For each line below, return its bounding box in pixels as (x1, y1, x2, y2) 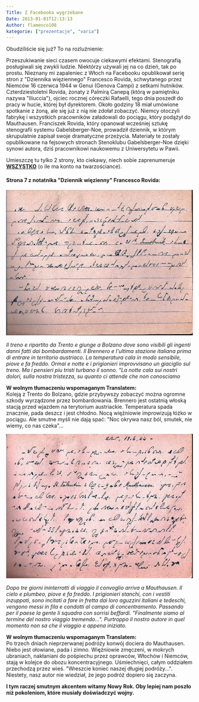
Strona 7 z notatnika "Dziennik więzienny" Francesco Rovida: (6, 176, 161, 183)
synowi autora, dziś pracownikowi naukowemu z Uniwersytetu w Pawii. (6, 145, 180, 153)
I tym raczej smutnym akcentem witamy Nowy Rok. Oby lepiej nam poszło (6, 683, 191, 690)
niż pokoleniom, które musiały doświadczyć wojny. (6, 689, 134, 697)
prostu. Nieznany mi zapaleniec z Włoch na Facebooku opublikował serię (6, 69, 185, 77)
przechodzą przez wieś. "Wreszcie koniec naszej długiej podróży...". (6, 665, 173, 672)
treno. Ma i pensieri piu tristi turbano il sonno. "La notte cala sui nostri (6, 366, 178, 373)
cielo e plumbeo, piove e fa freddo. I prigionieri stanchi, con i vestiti (6, 590, 171, 598)
